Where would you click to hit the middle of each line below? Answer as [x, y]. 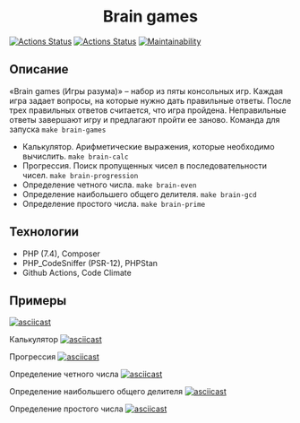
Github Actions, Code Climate [77, 272]
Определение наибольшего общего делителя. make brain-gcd [139, 194]
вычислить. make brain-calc [75, 156]
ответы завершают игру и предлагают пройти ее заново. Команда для [145, 119]
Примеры [38, 301]
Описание [39, 69]
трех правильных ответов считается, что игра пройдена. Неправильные [148, 110]
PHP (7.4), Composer [61, 254]
